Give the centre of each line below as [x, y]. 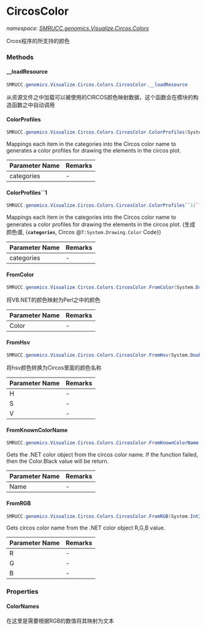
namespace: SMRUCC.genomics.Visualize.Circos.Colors [78, 28]
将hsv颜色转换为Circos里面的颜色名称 [54, 368]
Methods [20, 57]
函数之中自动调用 [33, 105]
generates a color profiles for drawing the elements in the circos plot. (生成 [101, 224]
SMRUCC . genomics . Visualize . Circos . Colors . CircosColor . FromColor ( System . [101, 287]
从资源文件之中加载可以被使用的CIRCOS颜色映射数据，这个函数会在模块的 [100, 97]
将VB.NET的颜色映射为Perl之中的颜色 [53, 300]
